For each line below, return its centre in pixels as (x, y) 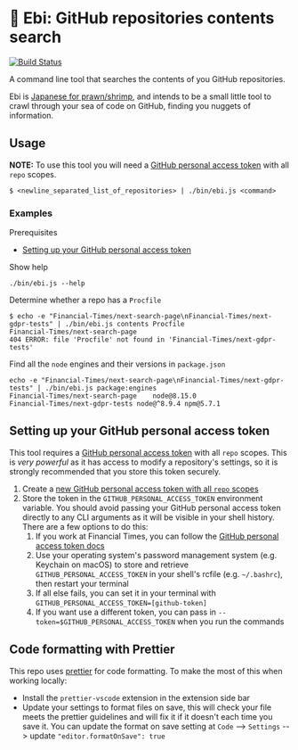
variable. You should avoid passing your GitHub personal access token (152, 507)
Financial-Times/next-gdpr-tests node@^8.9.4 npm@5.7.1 (115, 404)
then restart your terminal (82, 583)
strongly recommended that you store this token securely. (115, 471)
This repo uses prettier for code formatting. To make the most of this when (146, 671)
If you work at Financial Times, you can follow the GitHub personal (157, 536)
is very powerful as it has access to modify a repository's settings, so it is (144, 462)
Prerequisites (33, 233)
